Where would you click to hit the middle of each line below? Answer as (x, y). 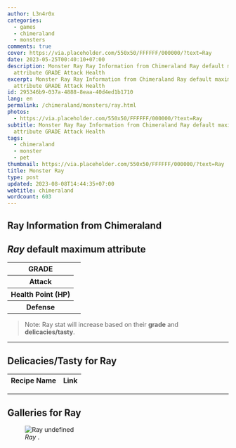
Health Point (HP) (40, 295)
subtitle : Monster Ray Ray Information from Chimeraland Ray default (111, 125)
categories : (25, 20)
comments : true (29, 46)
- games (25, 27)
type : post (23, 177)
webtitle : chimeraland (40, 191)
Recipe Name (34, 380)
